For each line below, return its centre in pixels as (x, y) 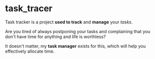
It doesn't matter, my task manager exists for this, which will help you (76, 46)
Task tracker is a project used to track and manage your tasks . (69, 22)
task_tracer (29, 9)
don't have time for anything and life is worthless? (55, 37)
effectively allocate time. (30, 51)
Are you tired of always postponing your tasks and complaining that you (78, 31)
